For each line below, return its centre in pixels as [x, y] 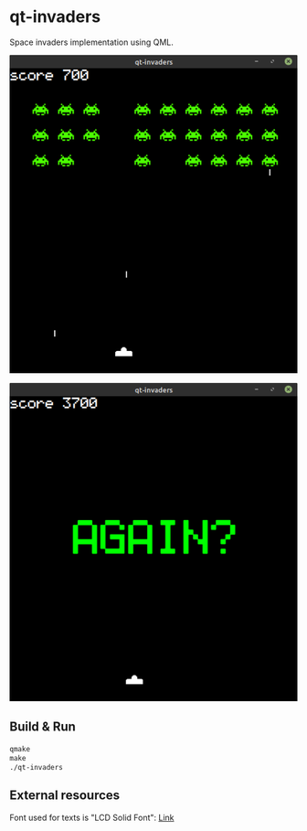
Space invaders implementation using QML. [91, 42]
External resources [65, 796]
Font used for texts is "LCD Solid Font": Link [92, 817]
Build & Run [42, 727]
